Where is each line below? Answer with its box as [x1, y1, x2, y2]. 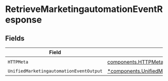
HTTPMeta [7, 59, 28, 64]
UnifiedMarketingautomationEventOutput [7, 68, 102, 73]
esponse [5, 14, 42, 25]
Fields [5, 34, 25, 42]
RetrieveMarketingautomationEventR [5, 3, 163, 15]
